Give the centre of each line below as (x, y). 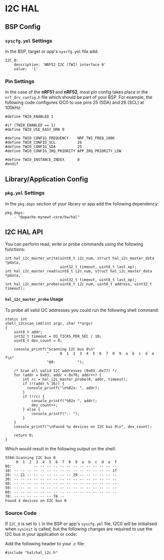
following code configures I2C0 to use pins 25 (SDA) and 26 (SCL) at (75, 103)
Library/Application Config (47, 179)
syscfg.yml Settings (29, 41)
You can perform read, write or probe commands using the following (74, 244)
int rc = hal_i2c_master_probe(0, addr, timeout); (75, 379)
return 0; (24, 435)
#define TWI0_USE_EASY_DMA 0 (35, 130)
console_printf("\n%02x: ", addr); (63, 388)
